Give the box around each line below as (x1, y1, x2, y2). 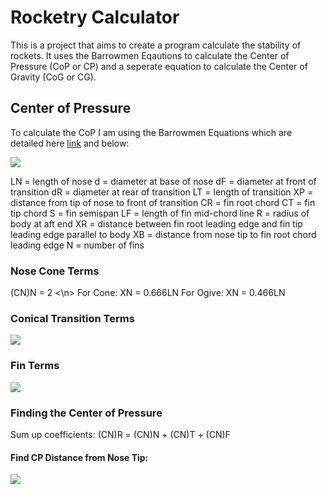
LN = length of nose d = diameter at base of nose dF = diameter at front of (10, 175, 317, 187)
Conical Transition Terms (10, 311, 135, 325)
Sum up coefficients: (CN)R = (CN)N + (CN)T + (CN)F (10, 428, 231, 440)
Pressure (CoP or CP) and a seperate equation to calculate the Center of (10, 60, 308, 72)
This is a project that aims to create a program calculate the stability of (10, 39, 302, 51)
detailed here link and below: (10, 137, 130, 149)
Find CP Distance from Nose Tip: (10, 451, 149, 463)
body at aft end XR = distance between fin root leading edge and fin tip (10, 217, 303, 230)
